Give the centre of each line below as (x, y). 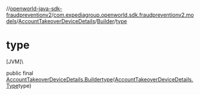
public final (20, 73)
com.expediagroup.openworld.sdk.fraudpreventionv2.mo (124, 15)
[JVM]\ (15, 61)
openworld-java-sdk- (36, 9)
